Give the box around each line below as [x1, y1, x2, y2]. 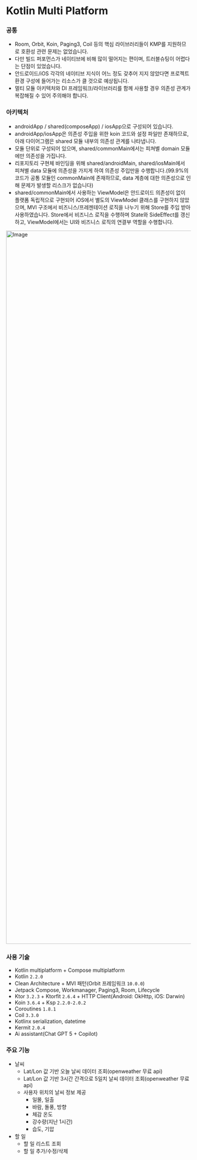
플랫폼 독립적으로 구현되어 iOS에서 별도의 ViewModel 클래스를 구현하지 [14, 196, 179, 204]
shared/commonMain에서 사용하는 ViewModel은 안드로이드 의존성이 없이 [14, 189, 186, 196]
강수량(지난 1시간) [32, 1118, 73, 1125]
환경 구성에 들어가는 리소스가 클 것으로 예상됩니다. [14, 78, 129, 85]
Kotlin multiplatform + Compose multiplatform [14, 966, 125, 974]
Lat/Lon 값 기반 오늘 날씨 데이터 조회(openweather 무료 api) [23, 1068, 163, 1075]
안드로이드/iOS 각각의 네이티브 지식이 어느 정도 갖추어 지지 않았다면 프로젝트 [14, 70, 189, 77]
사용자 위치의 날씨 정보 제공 [23, 1089, 86, 1096]
